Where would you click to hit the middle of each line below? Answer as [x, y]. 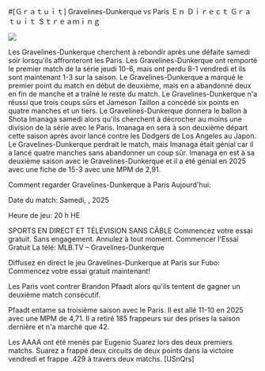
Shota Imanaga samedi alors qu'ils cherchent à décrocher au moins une [125, 119]
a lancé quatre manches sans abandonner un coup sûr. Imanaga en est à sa [132, 153]
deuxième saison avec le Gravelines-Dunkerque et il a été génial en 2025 [127, 161]
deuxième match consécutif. [55, 295]
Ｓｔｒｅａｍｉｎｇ [69, 21]
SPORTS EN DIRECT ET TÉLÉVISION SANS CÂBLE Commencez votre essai [131, 230]
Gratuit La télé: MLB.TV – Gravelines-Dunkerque [86, 247]
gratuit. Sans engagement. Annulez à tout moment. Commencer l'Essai [123, 239]
